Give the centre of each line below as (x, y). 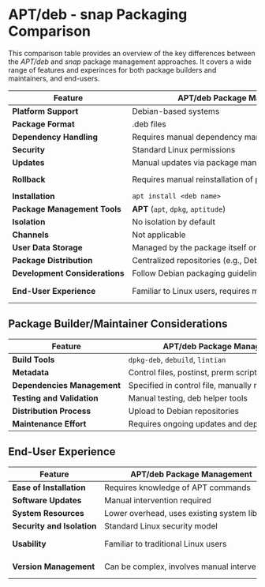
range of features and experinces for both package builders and (112, 70)
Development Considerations (68, 273)
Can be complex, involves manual (166, 566)
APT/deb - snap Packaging (98, 15)
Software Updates (47, 500)
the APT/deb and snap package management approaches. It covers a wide (130, 62)
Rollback (29, 179)
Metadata (31, 372)
